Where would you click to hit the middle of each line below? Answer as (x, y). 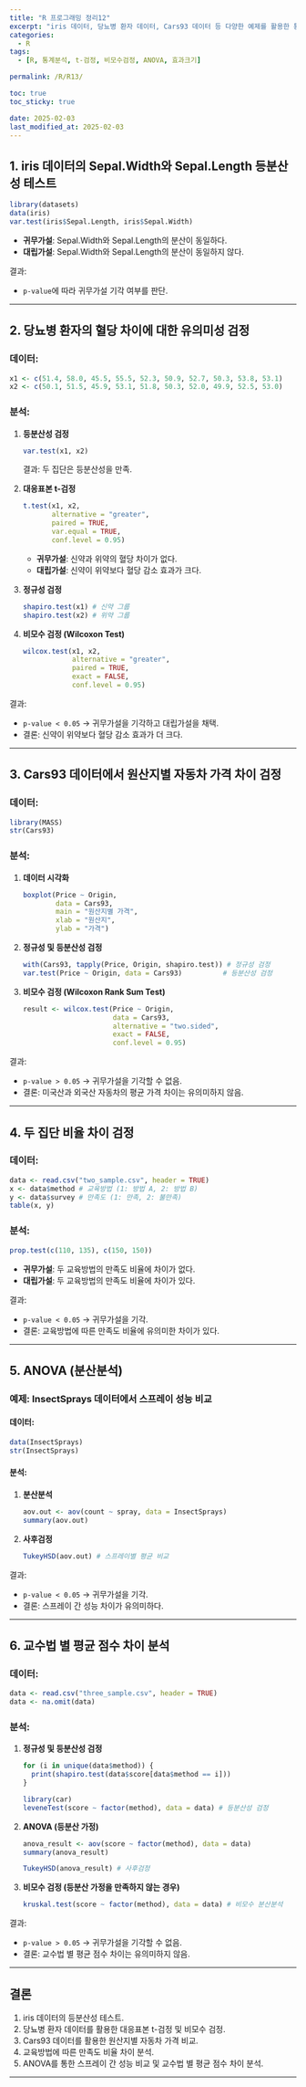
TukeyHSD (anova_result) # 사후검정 (86, 1869)
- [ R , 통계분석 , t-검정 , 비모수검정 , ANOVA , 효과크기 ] (110, 60)
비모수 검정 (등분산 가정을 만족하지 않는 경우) (101, 1887)
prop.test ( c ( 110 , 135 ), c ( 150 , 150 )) (81, 1250)
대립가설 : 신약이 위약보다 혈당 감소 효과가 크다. (119, 570)
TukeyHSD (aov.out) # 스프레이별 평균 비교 (96, 1556)
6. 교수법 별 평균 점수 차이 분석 (90, 1646)
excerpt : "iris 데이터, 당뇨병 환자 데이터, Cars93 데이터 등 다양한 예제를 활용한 (149, 26)
